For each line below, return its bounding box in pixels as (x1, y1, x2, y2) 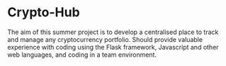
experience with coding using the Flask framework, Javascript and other (7, 43, 219, 51)
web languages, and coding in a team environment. (7, 50, 157, 59)
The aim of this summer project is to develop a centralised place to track (7, 28, 219, 36)
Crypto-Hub (7, 4, 80, 21)
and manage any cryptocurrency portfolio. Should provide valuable (7, 35, 203, 43)
